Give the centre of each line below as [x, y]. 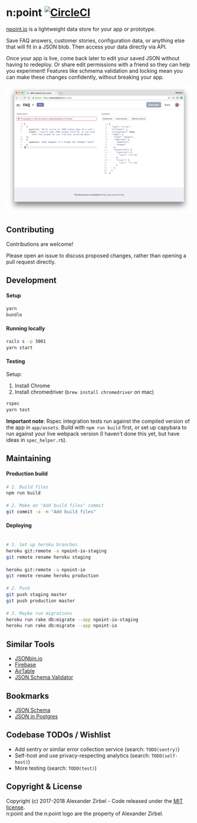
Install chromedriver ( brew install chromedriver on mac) [84, 392]
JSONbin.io [29, 659]
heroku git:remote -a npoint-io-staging [57, 551]
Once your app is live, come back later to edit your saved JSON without [93, 58]
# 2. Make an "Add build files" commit [55, 506]
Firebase [25, 665]
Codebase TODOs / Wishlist [58, 735]
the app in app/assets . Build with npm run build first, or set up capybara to [96, 427]
